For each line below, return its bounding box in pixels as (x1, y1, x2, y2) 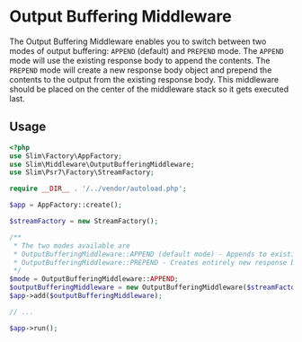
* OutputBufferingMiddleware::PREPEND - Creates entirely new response (13, 258, 288, 267)
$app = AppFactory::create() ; (9, 200, 123, 210)
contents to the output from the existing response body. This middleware (9, 74, 280, 84)
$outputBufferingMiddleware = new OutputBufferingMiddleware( (9, 283, 247, 293)
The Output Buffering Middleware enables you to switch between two (9, 36, 267, 47)
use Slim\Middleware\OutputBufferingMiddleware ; (9, 160, 195, 169)
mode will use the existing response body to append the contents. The (9, 55, 271, 66)
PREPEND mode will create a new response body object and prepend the (9, 65, 272, 75)
